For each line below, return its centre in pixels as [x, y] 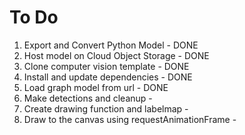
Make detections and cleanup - [88, 98]
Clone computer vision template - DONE [106, 66]
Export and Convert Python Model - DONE [111, 45]
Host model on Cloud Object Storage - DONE [116, 55]
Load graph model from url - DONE [96, 87]
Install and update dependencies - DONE [108, 77]
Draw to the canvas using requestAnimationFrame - [130, 119]
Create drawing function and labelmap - [106, 108]
